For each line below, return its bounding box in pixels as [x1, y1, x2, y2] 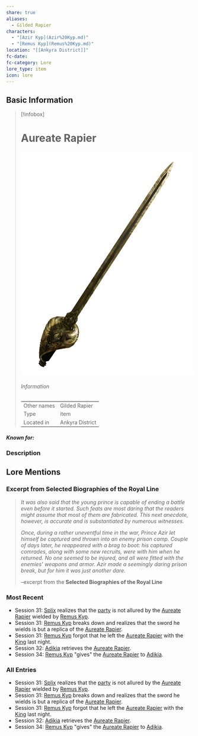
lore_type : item [6, 66, 46, 72]
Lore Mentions [6, 467, 61, 478]
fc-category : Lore [6, 59, 52, 65]
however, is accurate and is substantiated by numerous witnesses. [20, 517, 184, 525]
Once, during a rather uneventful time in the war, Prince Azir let [20, 529, 175, 536]
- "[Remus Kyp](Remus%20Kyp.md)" [11, 41, 94, 47]
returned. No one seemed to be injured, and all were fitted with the [20, 554, 184, 561]
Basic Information [6, 95, 74, 105]
